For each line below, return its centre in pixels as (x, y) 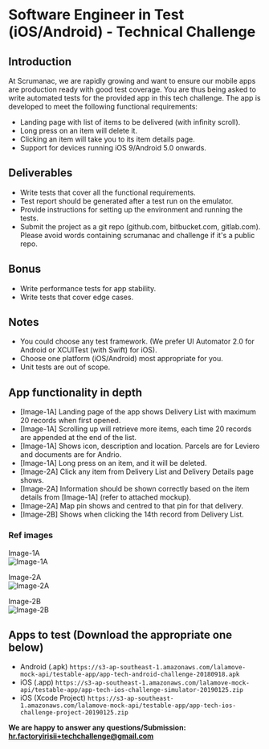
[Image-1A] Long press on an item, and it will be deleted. (113, 463)
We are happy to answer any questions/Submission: (97, 728)
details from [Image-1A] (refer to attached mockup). (105, 497)
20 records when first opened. (70, 421)
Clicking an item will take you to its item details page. (107, 139)
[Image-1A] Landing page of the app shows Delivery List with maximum (138, 412)
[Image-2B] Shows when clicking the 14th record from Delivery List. (132, 514)
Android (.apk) (44, 667)
